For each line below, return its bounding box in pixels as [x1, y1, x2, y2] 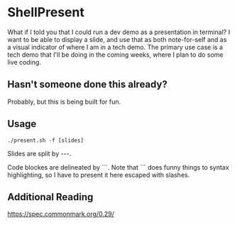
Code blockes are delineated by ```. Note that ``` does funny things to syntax [7, 163, 229, 171]
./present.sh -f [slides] [7, 136, 84, 144]
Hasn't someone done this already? [7, 79, 168, 91]
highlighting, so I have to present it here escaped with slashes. [7, 170, 190, 179]
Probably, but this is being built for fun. [7, 97, 121, 106]
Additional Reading [7, 191, 94, 203]
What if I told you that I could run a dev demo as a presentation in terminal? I [7, 28, 231, 36]
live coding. [7, 57, 41, 66]
